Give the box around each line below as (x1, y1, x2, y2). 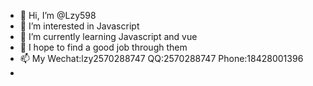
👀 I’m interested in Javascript (19, 20, 140, 32)
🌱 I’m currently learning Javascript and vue (19, 31, 198, 42)
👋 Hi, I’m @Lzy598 (19, 10, 97, 21)
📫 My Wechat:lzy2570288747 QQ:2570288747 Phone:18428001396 (19, 53, 304, 64)
